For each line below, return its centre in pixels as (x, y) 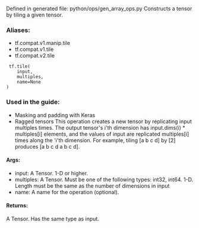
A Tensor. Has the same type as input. (53, 219)
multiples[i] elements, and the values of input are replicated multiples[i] (102, 134)
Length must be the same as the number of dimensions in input (92, 185)
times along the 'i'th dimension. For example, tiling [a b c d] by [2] (95, 140)
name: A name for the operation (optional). (67, 192)
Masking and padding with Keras (55, 115)
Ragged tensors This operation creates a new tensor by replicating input (103, 121)
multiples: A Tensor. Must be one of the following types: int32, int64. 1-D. (104, 179)
